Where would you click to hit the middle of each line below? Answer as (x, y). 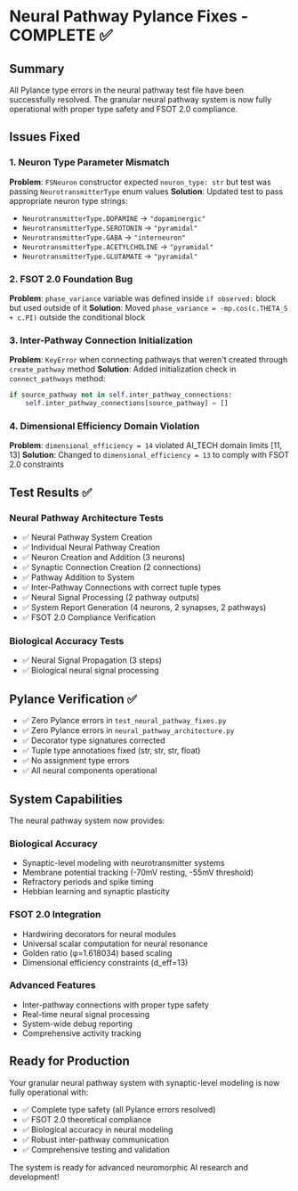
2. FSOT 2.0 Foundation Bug (71, 279)
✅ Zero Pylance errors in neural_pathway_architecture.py (128, 730)
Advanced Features (52, 985)
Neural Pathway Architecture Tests (87, 518)
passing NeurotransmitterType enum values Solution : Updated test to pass (146, 191)
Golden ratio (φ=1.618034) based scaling (97, 953)
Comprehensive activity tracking (82, 1033)
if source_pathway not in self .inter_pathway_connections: (121, 395)
